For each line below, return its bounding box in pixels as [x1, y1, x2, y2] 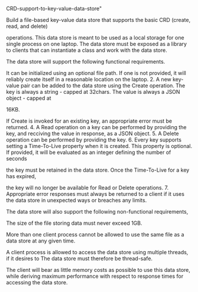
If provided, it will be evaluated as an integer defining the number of [6, 149, 171, 156]
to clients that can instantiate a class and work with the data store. [6, 47, 167, 54]
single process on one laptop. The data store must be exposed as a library [6, 41, 187, 47]
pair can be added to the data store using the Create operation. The [20, 82, 186, 89]
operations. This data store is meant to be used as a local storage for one [6, 34, 184, 41]
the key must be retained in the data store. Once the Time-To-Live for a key [6, 166, 190, 173]
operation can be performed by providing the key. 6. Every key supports [6, 136, 182, 143]
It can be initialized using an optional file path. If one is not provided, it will [6, 70, 186, 76]
